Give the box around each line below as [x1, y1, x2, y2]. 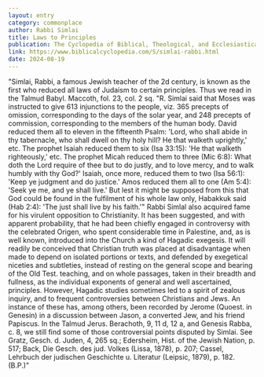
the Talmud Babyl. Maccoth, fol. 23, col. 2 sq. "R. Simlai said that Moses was [8, 93, 255, 103]
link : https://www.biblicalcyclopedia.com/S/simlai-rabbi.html [8, 48, 220, 56]
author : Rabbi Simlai [8, 26, 79, 34]
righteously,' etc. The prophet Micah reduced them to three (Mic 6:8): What [8, 152, 251, 161]
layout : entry [8, 11, 55, 20]
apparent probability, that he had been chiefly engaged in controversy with [8, 218, 251, 228]
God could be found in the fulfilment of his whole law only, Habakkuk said [8, 193, 247, 203]
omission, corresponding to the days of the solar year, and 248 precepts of [8, 110, 251, 119]
